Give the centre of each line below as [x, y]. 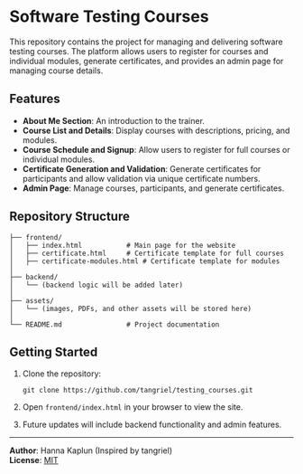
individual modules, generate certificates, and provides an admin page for [147, 61]
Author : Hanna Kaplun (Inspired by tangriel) [91, 450]
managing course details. [56, 71]
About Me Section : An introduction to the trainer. [114, 120]
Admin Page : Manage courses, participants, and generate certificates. [153, 188]
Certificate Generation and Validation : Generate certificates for [142, 168]
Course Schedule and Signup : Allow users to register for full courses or [156, 149]
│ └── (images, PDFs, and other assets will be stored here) [131, 308]
